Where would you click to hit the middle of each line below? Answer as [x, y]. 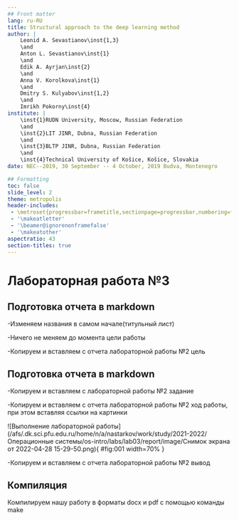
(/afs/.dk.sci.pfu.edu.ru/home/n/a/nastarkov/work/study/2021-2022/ [107, 434]
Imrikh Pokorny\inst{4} [55, 107]
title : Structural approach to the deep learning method [94, 27]
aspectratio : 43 [31, 239]
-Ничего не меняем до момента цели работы [76, 338]
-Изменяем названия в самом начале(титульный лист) [91, 324]
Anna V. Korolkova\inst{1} [60, 80]
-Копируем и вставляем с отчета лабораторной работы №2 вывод [109, 463]
